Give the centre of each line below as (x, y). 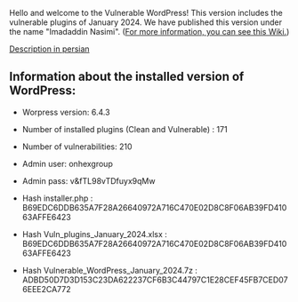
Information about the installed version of (127, 77)
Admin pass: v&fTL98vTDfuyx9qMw (89, 180)
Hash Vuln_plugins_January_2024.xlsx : (94, 234)
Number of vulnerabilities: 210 (77, 147)
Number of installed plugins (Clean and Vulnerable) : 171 (125, 129)
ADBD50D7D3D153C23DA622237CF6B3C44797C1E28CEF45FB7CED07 (155, 280)
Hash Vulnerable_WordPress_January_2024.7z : (110, 270)
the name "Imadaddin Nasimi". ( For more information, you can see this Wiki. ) (149, 32)
